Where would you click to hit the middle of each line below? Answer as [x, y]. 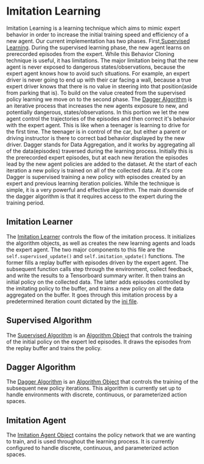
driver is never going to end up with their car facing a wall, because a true [99, 80]
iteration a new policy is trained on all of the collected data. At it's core [95, 170]
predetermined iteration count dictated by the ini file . [72, 301]
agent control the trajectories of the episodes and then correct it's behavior [101, 118]
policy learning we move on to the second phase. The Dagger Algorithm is [100, 99]
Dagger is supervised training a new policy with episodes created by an [96, 177]
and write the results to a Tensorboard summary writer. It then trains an [96, 275]
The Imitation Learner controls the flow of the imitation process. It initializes [101, 236]
